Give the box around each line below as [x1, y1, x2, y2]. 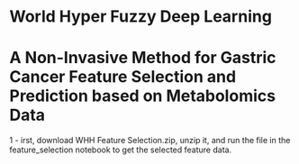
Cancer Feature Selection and [9, 67, 237, 87]
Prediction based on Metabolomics [9, 86, 276, 106]
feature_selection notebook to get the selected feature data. [9, 144, 232, 155]
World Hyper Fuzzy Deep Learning [9, 6, 273, 27]
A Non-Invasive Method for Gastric [9, 48, 276, 68]
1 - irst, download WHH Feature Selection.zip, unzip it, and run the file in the [9, 135, 291, 146]
